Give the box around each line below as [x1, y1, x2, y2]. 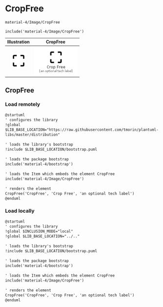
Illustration [7, 39, 30, 45]
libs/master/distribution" [5, 132, 60, 137]
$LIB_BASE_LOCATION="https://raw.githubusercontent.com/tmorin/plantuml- [5, 127, 159, 132]
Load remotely [5, 101, 41, 108]
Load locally [5, 207, 35, 214]
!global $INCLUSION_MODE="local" [5, 229, 73, 234]
